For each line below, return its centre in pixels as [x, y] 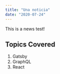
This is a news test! [25, 28]
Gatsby [20, 56]
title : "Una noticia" [28, 10]
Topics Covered [30, 44]
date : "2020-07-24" [25, 14]
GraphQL [22, 62]
